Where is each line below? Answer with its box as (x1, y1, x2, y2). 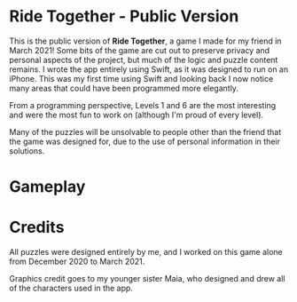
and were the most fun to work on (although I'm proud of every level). (9, 109, 264, 120)
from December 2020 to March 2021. (9, 256, 145, 267)
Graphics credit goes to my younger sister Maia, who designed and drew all (9, 274, 285, 284)
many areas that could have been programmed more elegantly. (9, 83, 239, 93)
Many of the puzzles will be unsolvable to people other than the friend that (9, 126, 282, 137)
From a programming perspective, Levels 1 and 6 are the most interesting (9, 99, 277, 110)
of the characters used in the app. (9, 282, 133, 294)
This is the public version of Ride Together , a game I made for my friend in (9, 36, 282, 46)
